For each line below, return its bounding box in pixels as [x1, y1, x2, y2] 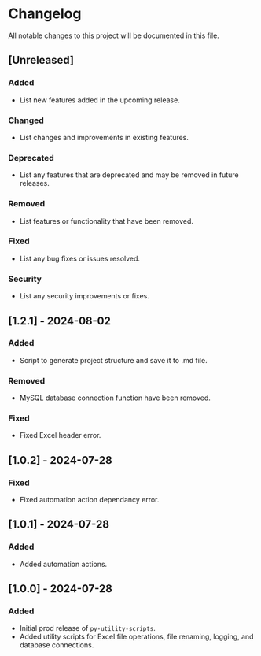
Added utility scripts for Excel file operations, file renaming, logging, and [19, 632, 254, 642]
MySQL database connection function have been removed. [19, 393, 211, 402]
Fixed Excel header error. [19, 431, 101, 440]
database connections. [19, 640, 94, 650]
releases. [19, 179, 50, 188]
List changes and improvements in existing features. [19, 132, 189, 142]
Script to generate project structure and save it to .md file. [19, 355, 208, 365]
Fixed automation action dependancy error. [19, 495, 160, 505]
